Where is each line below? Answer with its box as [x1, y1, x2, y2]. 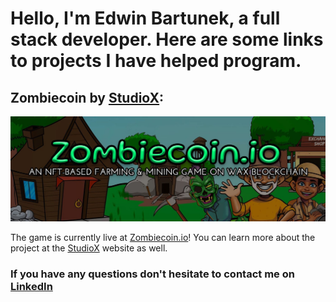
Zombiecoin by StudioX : [10, 89, 165, 106]
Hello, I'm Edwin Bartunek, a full [10, 7, 281, 30]
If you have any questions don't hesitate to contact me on [10, 267, 295, 281]
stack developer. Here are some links [10, 28, 324, 51]
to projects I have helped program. [10, 50, 302, 72]
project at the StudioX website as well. [10, 242, 168, 254]
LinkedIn [10, 279, 53, 293]
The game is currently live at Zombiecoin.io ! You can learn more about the [10, 231, 316, 243]
